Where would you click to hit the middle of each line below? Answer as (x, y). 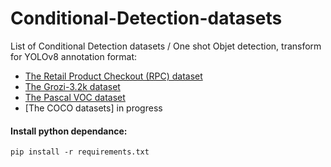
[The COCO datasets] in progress (93, 108)
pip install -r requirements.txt (80, 152)
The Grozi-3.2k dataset (72, 86)
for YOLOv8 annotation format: (74, 56)
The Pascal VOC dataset (75, 97)
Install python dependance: (69, 131)
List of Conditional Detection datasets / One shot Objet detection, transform (166, 46)
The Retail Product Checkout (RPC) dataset (113, 76)
